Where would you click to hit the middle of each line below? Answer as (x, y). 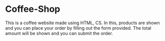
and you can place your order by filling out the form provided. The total (78, 28)
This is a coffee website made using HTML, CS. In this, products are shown (82, 23)
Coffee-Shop (33, 9)
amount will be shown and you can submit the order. (59, 33)
